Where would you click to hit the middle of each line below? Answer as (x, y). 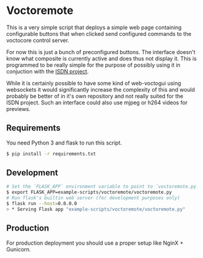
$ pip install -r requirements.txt (51, 154)
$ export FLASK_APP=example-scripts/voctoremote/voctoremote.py (89, 192)
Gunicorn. (19, 249)
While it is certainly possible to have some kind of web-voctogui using (94, 83)
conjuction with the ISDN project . (48, 71)
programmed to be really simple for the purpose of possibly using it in (93, 65)
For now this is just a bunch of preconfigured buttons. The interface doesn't (101, 52)
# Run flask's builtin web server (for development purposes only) (93, 198)
